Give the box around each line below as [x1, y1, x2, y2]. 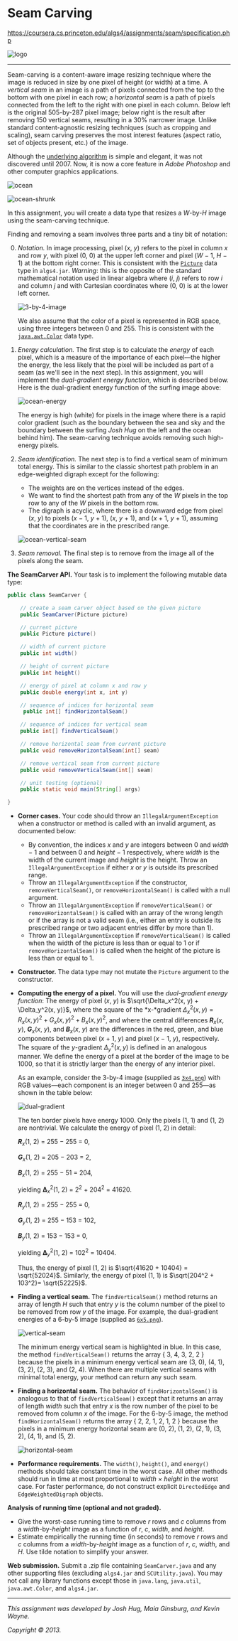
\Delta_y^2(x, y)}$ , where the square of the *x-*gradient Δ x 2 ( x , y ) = [17, 1004, 214, 1015]
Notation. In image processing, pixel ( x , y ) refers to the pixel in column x [17, 243, 228, 252]
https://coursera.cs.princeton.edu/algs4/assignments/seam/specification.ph [7, 28, 230, 37]
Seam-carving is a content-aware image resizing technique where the [7, 70, 212, 79]
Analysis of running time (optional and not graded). [7, 1504, 161, 1512]
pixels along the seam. [17, 556, 84, 565]
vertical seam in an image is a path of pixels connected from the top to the [7, 85, 225, 94]
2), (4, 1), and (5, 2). [17, 1432, 76, 1440]
